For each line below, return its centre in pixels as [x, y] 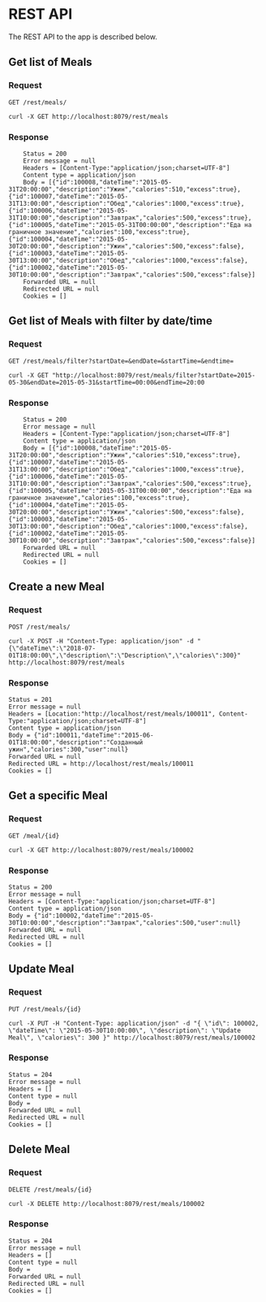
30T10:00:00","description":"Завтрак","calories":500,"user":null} [125, 923]
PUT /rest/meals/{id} [45, 1009]
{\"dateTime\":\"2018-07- [52, 648]
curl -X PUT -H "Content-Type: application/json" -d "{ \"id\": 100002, [134, 1023]
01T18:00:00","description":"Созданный [76, 742]
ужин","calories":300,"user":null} [69, 749]
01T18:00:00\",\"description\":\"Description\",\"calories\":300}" [125, 655]
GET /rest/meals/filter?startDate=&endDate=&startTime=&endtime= [121, 361]
